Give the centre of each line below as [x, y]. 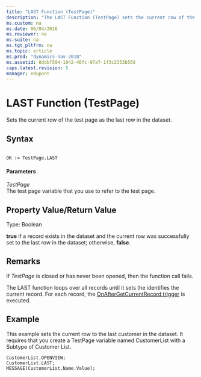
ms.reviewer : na [26, 34]
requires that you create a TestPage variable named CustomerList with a [96, 340]
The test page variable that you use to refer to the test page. [81, 191]
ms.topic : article [29, 51]
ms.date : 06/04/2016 [32, 29]
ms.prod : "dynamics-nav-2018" [44, 57]
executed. [19, 300]
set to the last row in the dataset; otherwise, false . [68, 243]
